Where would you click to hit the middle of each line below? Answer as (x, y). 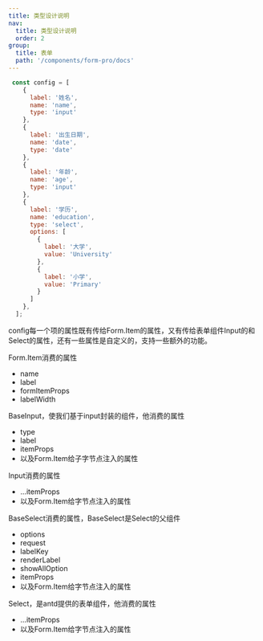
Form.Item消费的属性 (43, 357)
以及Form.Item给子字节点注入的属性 (79, 458)
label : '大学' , (68, 247)
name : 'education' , (62, 217)
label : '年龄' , (54, 172)
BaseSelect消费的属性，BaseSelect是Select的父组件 (94, 518)
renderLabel (40, 560)
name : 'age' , (51, 180)
